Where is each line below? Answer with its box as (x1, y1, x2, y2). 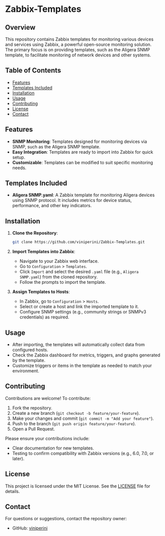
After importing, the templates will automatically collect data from (12, 341, 145, 347)
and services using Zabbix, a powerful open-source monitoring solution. (5, 42, 152, 47)
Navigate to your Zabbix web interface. (19, 258, 99, 264)
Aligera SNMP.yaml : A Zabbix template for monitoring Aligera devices (12, 192, 155, 198)
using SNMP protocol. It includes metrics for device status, (12, 197, 132, 203)
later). (12, 455, 25, 461)
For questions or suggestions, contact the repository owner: (5, 516, 127, 522)
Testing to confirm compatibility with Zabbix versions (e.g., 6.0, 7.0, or (12, 450, 154, 456)
